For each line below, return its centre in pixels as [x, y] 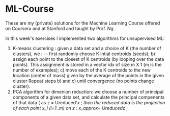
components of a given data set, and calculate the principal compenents [89, 97]
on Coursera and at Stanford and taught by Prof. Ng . [61, 28]
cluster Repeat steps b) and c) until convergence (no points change [83, 81]
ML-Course [30, 9]
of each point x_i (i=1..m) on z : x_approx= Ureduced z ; [70, 108]
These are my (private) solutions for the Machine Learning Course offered [83, 23]
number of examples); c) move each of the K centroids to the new [82, 70]
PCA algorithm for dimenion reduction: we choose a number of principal [88, 91]
